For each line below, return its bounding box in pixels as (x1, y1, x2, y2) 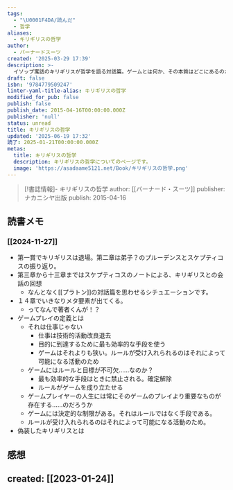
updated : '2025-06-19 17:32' (7, 132, 92, 139)
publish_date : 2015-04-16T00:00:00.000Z (7, 107, 126, 114)
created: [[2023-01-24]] (7, 473, 114, 485)
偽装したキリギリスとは (17, 427, 85, 435)
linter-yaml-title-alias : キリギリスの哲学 (7, 87, 127, 94)
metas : (7, 146, 26, 152)
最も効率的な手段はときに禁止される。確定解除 (37, 375, 172, 383)
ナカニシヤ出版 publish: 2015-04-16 (24, 193, 127, 202)
